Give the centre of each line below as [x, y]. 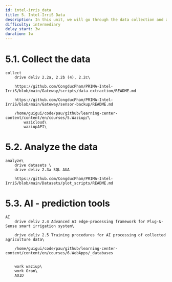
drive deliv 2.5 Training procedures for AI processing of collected [90, 235]
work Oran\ [26, 271]
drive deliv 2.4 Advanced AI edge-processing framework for [80, 221]
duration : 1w [19, 34]
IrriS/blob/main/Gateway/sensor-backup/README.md [59, 104]
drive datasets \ [33, 165]
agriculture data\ [25, 239]
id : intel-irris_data [28, 10]
